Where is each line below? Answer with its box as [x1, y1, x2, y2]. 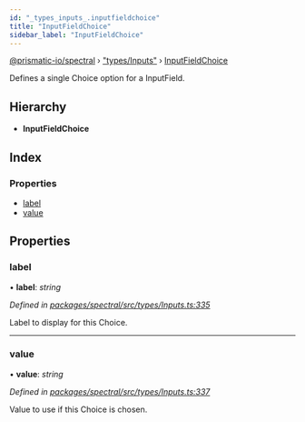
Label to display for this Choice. [9, 316, 128, 327]
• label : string [9, 281, 62, 292]
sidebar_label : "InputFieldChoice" [9, 30, 144, 39]
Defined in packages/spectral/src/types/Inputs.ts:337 [9, 386, 211, 397]
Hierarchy [9, 99, 67, 115]
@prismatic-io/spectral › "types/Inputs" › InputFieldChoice [9, 55, 229, 66]
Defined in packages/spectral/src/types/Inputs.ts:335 [9, 299, 211, 310]
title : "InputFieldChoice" [9, 22, 112, 31]
